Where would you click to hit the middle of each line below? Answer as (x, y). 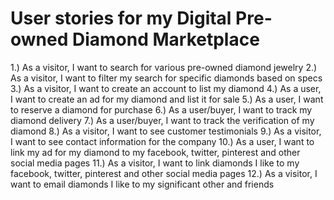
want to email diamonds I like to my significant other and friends (142, 184)
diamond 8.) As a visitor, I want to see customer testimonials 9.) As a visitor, (166, 131)
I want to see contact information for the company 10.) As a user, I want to (162, 141)
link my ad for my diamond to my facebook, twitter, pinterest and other (155, 152)
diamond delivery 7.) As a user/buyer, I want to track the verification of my (162, 120)
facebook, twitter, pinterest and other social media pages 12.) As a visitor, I (164, 173)
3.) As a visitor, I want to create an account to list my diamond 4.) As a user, (166, 88)
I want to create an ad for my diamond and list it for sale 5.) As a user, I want (167, 99)
